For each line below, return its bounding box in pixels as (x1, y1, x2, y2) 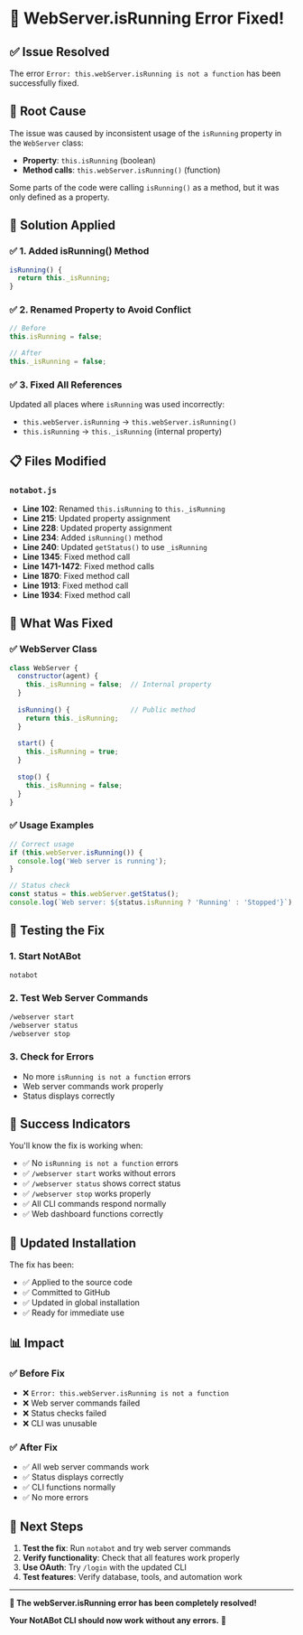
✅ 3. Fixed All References (9, 378, 123, 391)
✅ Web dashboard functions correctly (22, 1209, 164, 1219)
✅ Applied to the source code (22, 1277, 133, 1288)
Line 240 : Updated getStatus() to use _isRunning (22, 541, 207, 552)
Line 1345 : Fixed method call (22, 551, 131, 562)
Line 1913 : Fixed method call (22, 580, 129, 591)
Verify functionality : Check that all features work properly (22, 1553, 241, 1564)
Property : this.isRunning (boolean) (22, 154, 156, 165)
